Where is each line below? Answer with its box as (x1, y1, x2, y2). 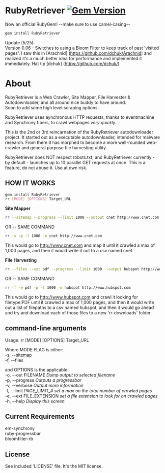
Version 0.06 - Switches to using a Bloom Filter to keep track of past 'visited (5, 45, 159, 51)
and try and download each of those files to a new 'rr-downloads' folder (5, 309, 151, 315)
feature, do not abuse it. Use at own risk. (5, 165, 87, 170)
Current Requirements (5, 412, 75, 421)
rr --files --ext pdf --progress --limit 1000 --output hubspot (5, 267, 139, 272)
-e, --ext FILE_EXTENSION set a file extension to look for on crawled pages (5, 393, 158, 399)
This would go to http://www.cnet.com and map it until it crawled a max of (5, 242, 155, 248)
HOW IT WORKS (5, 179, 55, 187)
